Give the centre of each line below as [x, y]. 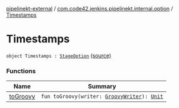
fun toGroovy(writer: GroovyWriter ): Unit [102, 97]
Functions [21, 71]
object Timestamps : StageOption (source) [59, 55]
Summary [102, 87]
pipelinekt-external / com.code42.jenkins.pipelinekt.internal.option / [89, 9]
